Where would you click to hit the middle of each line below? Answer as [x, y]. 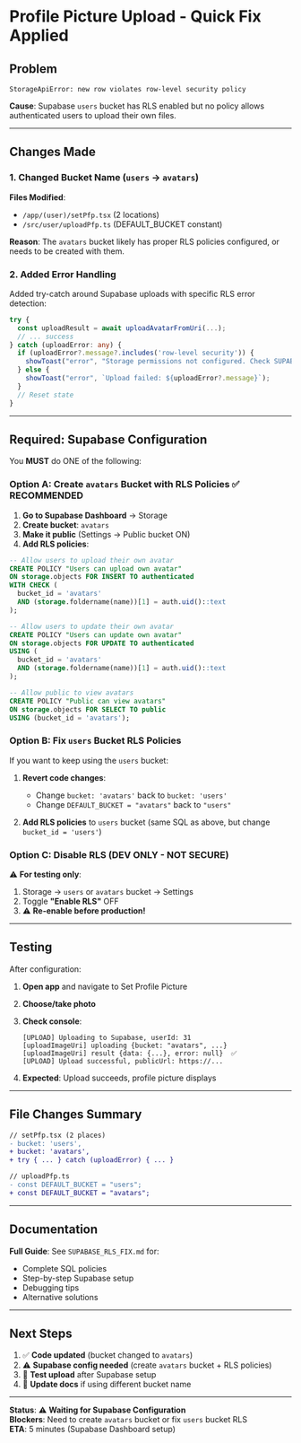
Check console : [52, 1021]
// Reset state [46, 395]
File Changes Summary [76, 1115]
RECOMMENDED [46, 495]
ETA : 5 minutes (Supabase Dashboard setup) [93, 1430]
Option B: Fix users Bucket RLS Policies [95, 740]
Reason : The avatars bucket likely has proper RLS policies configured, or [145, 241]
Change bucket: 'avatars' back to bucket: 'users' [131, 795]
